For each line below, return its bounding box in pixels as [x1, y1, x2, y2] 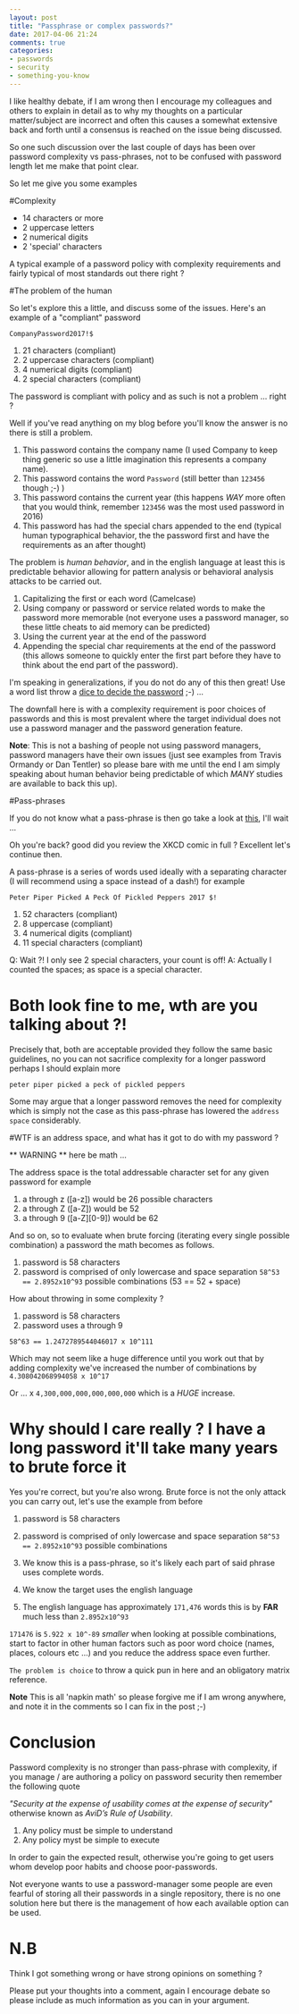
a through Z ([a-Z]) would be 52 [21, 1203, 140, 1214]
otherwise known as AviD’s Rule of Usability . [9, 1808, 173, 1818]
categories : [9, 46, 54, 55]
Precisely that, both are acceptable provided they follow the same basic [9, 1043, 273, 1055]
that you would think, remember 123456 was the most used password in [21, 501, 285, 512]
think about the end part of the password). [21, 659, 179, 670]
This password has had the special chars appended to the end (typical [21, 520, 282, 531]
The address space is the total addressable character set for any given [9, 1167, 270, 1177]
